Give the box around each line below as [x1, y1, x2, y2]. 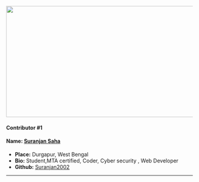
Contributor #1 [6, 124, 43, 131]
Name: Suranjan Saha [6, 138, 61, 145]
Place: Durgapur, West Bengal [14, 151, 89, 158]
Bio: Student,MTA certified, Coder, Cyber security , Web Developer [14, 157, 179, 164]
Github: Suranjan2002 [14, 163, 70, 170]
